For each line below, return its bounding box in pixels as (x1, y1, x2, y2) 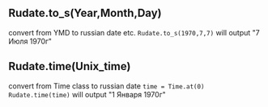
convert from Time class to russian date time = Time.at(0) (8, 80, 205, 91)
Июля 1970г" (8, 36, 53, 46)
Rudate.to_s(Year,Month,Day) (8, 6, 162, 20)
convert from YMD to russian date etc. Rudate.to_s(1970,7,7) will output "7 (8, 27, 261, 37)
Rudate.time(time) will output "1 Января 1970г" (8, 89, 166, 99)
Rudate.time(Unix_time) (8, 60, 131, 73)
